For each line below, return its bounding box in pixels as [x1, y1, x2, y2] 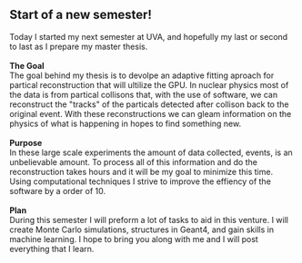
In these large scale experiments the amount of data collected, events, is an [9, 147, 293, 158]
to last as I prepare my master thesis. [9, 41, 148, 52]
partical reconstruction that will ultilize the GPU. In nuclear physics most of [9, 79, 289, 90]
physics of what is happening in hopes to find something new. [9, 118, 242, 129]
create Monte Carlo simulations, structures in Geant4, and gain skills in [9, 224, 275, 235]
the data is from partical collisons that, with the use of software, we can [9, 89, 278, 100]
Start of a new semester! [9, 7, 153, 23]
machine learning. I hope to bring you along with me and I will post [9, 233, 259, 244]
